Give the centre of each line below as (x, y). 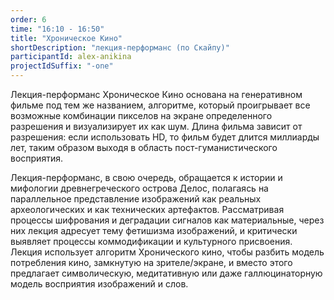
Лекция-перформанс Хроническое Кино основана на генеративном (156, 94)
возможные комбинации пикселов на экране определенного (141, 115)
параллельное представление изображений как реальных (136, 199)
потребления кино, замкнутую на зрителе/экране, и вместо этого (151, 262)
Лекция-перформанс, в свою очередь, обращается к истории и (146, 177)
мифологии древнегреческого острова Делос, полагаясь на (139, 188)
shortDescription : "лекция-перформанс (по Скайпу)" (120, 47)
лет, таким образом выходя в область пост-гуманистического (144, 147)
